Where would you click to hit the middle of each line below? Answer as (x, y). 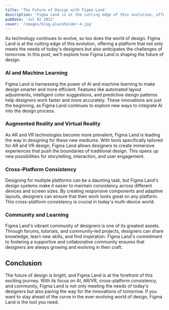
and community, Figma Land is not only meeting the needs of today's (77, 286)
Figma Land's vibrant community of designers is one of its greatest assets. (82, 226)
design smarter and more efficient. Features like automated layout (73, 89)
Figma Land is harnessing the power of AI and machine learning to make (80, 84)
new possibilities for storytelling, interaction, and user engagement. (75, 156)
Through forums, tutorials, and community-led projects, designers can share (84, 231)
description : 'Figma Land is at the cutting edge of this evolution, (80, 15)
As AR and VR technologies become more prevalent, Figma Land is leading (83, 135)
